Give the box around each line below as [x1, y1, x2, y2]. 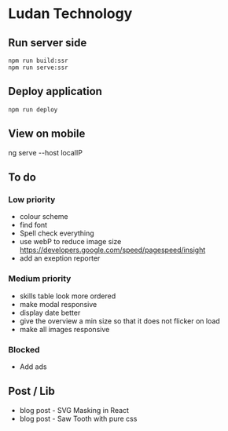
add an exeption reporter [19, 254, 101, 263]
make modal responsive [19, 299, 97, 309]
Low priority [8, 194, 56, 205]
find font [19, 221, 48, 230]
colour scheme [19, 212, 68, 221]
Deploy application [8, 85, 102, 98]
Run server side [8, 36, 87, 49]
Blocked [8, 344, 41, 355]
